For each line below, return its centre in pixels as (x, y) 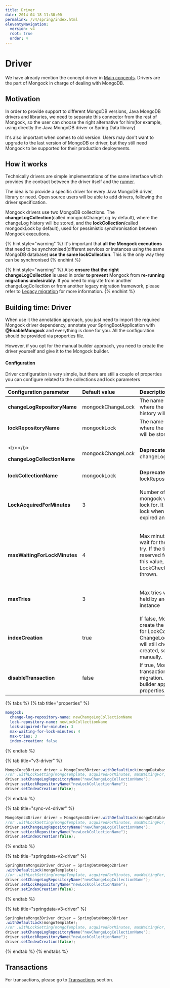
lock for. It (151, 505)
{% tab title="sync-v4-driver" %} (40, 808)
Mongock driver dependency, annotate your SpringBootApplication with (80, 325)
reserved (150, 555)
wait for (148, 542)
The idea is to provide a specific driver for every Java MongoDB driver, (79, 192)
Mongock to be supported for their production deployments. (68, 148)
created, (149, 651)
